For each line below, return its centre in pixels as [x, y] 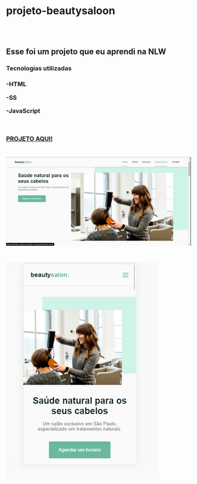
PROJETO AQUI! [29, 139]
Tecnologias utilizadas [39, 69]
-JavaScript [23, 111]
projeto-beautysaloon [61, 11]
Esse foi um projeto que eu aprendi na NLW [86, 52]
